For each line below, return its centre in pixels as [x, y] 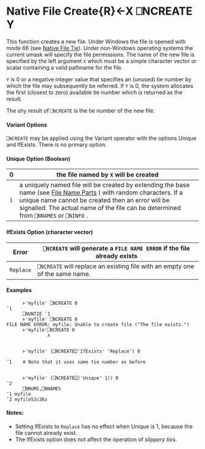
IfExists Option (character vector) [50, 232]
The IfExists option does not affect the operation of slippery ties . [96, 439]
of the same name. [64, 274]
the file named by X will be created [107, 175]
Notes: [15, 413]
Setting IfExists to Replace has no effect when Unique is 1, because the [104, 426]
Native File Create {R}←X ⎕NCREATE [99, 11]
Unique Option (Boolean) [38, 159]
